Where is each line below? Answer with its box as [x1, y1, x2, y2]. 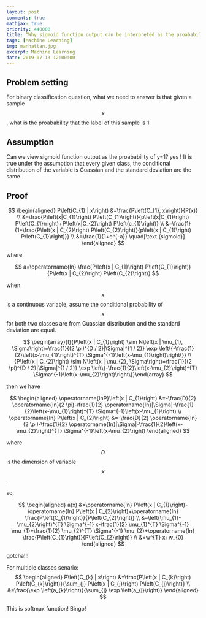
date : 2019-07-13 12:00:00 [6, 55, 75, 61]
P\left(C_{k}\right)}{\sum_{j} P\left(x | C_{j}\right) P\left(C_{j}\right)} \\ [15, 580, 191, 587]
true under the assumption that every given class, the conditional [6, 160, 170, 167]
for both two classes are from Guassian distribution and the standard [6, 320, 180, 327]
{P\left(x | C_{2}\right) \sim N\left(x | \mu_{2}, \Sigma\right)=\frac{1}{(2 [14, 358, 192, 365]
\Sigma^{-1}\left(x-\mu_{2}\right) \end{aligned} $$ [63, 427, 190, 435]
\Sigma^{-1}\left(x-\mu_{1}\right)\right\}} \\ [85, 351, 192, 359]
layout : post [6, 9, 40, 15]
